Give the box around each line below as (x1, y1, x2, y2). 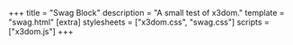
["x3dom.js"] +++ (8, 26, 74, 36)
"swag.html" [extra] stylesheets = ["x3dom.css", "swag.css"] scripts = (8, 17, 271, 27)
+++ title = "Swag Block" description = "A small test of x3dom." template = (8, 8, 285, 18)
